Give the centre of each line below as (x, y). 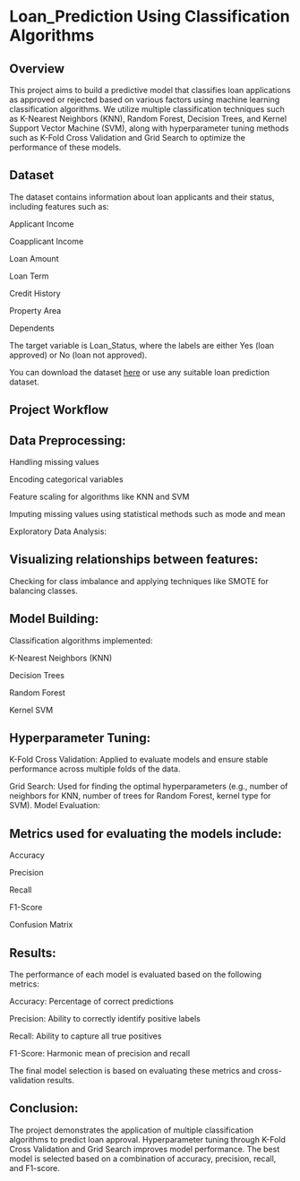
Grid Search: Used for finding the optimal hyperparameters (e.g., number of (149, 787)
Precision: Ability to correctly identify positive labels (105, 1019)
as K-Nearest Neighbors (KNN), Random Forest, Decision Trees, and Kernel (148, 119)
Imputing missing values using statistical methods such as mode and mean (147, 514)
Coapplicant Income (47, 241)
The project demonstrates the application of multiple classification (131, 1130)
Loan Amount (34, 258)
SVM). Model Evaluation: (55, 806)
